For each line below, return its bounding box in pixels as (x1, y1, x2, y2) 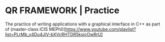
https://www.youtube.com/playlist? (65, 26, 136, 32)
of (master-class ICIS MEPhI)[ (5, 26, 66, 32)
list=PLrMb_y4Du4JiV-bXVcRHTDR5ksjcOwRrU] (5, 31, 103, 37)
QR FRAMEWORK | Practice (5, 5, 120, 16)
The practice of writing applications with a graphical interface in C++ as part (5, 21, 160, 27)
